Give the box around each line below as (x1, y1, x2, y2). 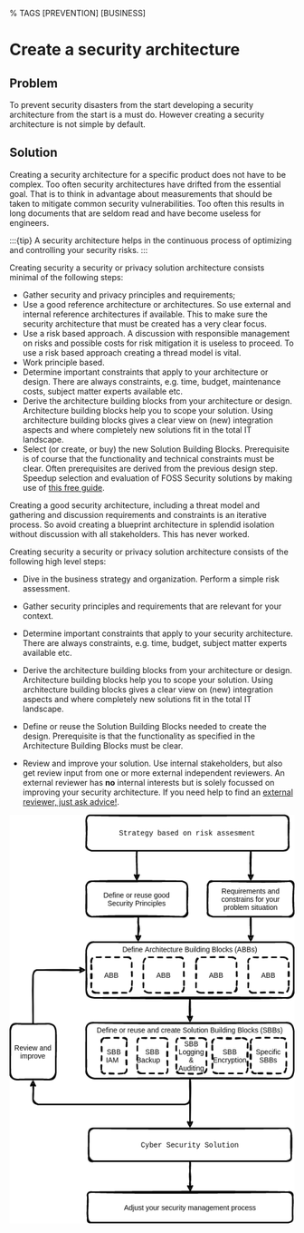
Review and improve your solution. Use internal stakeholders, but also (22, 758, 283, 768)
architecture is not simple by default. (9, 119, 147, 130)
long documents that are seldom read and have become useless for (9, 208, 261, 219)
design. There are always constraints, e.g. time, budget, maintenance (22, 376, 281, 387)
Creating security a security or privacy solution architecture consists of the (9, 546, 290, 557)
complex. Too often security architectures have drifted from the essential (9, 179, 281, 190)
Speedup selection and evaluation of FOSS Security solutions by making (22, 472, 292, 484)
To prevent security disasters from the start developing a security (9, 100, 253, 110)
